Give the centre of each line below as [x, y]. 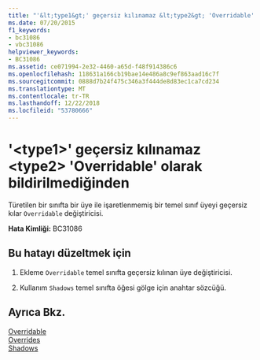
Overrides [24, 340]
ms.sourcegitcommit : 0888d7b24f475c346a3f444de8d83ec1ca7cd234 [114, 81]
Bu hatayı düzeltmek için [70, 253]
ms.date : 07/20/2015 [42, 23]
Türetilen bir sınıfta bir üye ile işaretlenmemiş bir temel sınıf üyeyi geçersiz [128, 205]
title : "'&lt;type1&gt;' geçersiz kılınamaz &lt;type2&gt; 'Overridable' [132, 15]
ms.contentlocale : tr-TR [49, 96]
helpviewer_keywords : [44, 52]
